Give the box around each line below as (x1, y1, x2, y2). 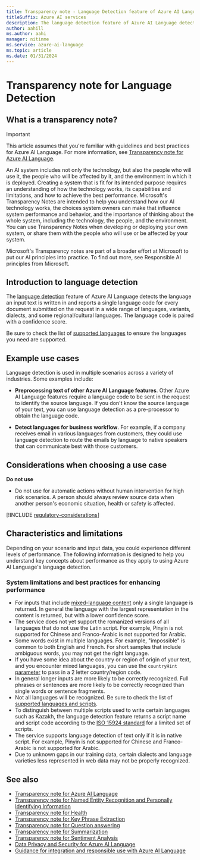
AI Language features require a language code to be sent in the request (14, 393, 190, 400)
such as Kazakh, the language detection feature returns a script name (14, 713, 186, 720)
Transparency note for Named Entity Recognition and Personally (14, 796, 173, 803)
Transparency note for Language (6, 79, 172, 92)
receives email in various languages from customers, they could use (14, 430, 183, 437)
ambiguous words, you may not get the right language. (14, 649, 149, 657)
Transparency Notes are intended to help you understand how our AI (6, 197, 174, 205)
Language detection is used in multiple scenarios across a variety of (6, 369, 174, 376)
